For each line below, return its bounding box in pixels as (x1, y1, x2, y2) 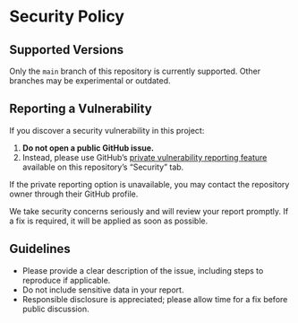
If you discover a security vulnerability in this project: (9, 125, 205, 135)
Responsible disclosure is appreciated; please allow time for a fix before (21, 293, 288, 304)
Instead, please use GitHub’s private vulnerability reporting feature (21, 152, 268, 162)
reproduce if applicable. (21, 275, 111, 285)
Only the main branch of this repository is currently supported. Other (9, 65, 261, 76)
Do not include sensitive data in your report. (21, 284, 184, 295)
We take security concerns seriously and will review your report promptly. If (9, 205, 289, 216)
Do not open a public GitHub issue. (21, 142, 155, 153)
